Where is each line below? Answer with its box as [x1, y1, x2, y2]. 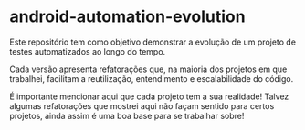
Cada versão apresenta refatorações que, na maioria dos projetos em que [9, 64, 288, 75]
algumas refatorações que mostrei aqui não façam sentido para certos [9, 100, 275, 111]
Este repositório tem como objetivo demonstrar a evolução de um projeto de [9, 36, 297, 47]
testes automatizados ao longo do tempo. [9, 45, 166, 56]
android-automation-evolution [9, 6, 246, 27]
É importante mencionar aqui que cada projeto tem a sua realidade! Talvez [9, 91, 289, 102]
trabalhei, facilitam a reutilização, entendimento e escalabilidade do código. [9, 73, 294, 84]
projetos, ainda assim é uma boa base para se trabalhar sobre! [9, 110, 245, 121]
